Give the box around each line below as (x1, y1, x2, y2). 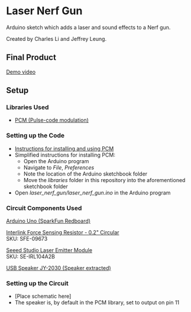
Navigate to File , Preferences (23, 164, 95, 171)
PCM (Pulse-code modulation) (14, 117, 89, 124)
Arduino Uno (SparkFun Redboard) (6, 218, 90, 225)
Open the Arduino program (23, 157, 89, 164)
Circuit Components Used (6, 203, 82, 212)
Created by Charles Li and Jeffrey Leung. (6, 35, 107, 42)
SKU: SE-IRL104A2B (6, 253, 55, 260)
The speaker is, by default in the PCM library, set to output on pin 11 (14, 299, 180, 306)
